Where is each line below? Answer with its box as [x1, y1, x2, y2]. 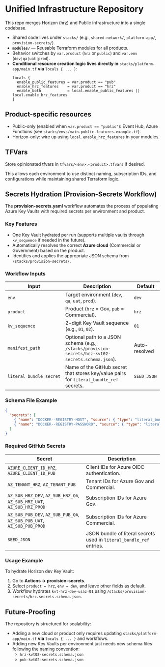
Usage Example [5, 557, 43, 564]
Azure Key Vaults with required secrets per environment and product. [5, 208, 145, 214]
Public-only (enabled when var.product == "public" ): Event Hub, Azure [12, 123, 158, 129]
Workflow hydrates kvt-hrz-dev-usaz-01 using [12, 588, 106, 594]
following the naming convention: [12, 646, 80, 652]
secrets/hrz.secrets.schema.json [12, 594, 81, 600]
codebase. [5, 25, 27, 30]
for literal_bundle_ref [65, 376, 119, 383]
